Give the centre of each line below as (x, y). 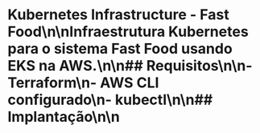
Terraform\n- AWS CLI (83, 83)
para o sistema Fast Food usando (120, 49)
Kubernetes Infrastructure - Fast (119, 15)
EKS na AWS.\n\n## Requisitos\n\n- (130, 66)
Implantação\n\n (64, 117)
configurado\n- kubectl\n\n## (110, 100)
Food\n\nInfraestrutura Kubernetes (128, 32)
